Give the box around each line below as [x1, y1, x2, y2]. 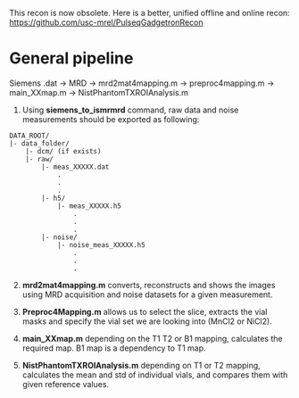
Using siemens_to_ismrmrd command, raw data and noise [21, 104, 239, 115]
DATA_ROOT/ [9, 131, 50, 140]
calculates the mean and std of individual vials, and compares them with [21, 369, 288, 380]
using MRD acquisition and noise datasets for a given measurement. [21, 289, 273, 300]
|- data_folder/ [9, 138, 70, 148]
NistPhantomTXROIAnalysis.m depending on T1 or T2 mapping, [21, 360, 261, 370]
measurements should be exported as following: [21, 113, 200, 124]
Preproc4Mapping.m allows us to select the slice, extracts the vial [21, 306, 268, 317]
